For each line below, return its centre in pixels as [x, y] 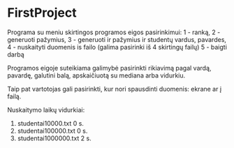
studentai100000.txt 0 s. [52, 131]
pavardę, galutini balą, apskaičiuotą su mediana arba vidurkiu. [96, 75]
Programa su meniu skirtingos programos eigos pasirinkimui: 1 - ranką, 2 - [114, 32]
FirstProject [42, 13]
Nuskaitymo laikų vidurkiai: [46, 110]
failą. [14, 96]
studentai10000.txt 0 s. [50, 123]
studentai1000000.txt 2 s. [54, 138]
